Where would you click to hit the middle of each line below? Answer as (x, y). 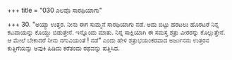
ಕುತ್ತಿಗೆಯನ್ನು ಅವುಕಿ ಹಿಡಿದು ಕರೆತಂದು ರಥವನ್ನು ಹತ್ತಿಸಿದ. (63, 48)
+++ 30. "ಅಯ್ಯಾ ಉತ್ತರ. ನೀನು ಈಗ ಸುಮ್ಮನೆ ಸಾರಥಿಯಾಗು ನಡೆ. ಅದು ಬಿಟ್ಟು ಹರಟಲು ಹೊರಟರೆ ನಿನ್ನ (113, 24)
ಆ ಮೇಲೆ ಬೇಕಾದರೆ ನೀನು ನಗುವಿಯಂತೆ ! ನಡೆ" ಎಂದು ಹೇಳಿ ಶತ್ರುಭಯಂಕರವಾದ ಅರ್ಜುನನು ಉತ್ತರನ (108, 40)
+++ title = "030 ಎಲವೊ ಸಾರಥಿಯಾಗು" (55, 10)
